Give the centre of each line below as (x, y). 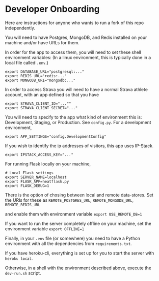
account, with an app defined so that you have (52, 94)
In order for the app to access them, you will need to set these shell (73, 52)
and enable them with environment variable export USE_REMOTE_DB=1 (74, 214)
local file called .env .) (27, 62)
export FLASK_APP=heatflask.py (37, 181)
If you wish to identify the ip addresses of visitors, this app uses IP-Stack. (79, 146)
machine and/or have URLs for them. (42, 42)
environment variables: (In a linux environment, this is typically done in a (78, 57)
